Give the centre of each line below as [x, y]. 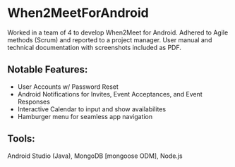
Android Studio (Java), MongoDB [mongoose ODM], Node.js [95, 156]
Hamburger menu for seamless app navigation [85, 116]
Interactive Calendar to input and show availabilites [92, 109]
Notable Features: [48, 69]
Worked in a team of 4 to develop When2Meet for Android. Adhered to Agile [118, 32]
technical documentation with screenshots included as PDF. [95, 47]
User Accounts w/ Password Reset [68, 87]
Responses [34, 101]
